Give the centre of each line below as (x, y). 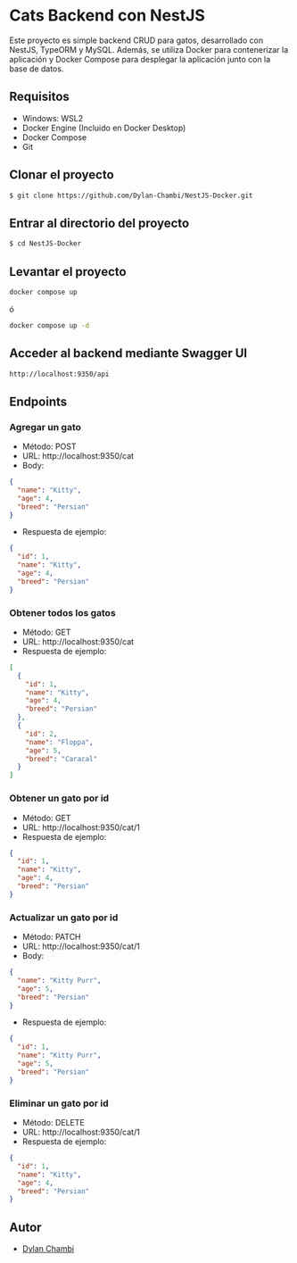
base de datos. (37, 69)
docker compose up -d (49, 325)
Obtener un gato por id (59, 798)
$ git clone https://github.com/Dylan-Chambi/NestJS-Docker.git (131, 195)
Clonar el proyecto (62, 175)
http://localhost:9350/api (59, 374)
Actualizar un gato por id (64, 918)
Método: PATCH (52, 937)
